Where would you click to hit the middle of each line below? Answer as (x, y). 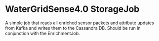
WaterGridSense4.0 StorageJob (72, 9)
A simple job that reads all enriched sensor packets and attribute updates (79, 23)
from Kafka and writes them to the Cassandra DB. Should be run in (73, 28)
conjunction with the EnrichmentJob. (42, 33)
